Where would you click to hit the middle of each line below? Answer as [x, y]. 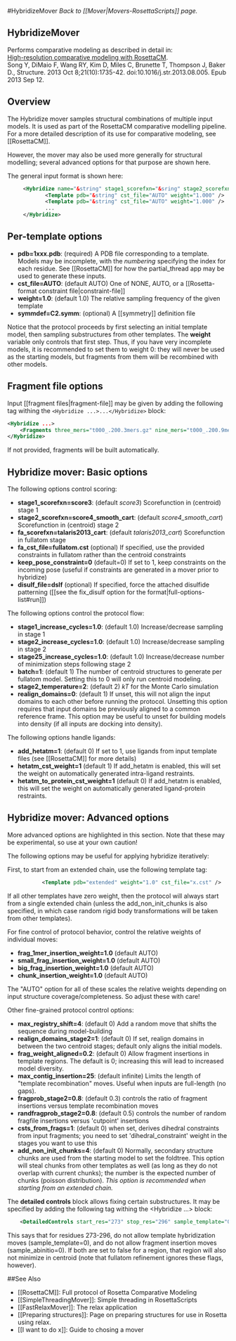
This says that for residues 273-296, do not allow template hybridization [111, 1235]
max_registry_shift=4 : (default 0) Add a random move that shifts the [117, 1023]
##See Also [24, 1278]
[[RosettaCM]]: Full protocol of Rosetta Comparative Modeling [107, 1292]
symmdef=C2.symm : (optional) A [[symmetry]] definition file [106, 313]
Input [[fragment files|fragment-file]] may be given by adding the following [115, 403]
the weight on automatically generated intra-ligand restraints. [106, 773]
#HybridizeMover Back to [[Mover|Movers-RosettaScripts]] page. [103, 11]
